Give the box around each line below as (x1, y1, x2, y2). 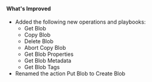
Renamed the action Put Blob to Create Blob (15, 70, 126, 77)
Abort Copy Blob (24, 44, 66, 52)
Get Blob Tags (24, 64, 60, 71)
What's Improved (6, 5, 51, 12)
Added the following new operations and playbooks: (15, 18, 146, 26)
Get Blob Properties (24, 50, 74, 58)
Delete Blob (24, 38, 54, 45)
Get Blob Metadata (24, 57, 72, 64)
